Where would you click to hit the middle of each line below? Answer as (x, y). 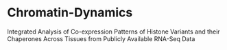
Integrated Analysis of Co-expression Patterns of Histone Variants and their (114, 32)
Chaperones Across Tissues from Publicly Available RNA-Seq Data (101, 38)
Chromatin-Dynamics (70, 13)
